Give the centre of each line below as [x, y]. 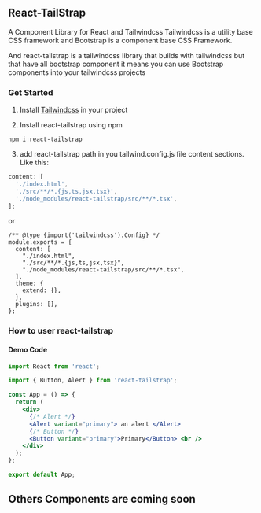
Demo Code [28, 350]
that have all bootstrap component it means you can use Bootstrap [116, 64]
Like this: [34, 162]
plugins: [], [37, 304]
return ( [29, 402]
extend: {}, [42, 290]
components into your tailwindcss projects [77, 72]
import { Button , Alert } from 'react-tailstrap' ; [93, 381]
